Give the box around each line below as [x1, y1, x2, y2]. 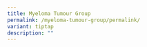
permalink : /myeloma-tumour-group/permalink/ [7, 17, 140, 23]
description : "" [7, 29, 54, 37]
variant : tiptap [7, 23, 54, 30]
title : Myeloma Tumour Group [7, 10, 91, 17]
